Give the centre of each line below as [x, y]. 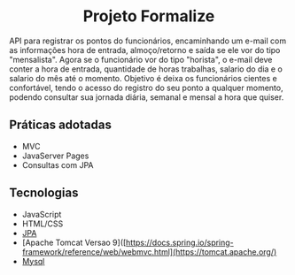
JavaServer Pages [55, 156]
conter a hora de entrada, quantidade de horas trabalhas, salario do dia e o [146, 69]
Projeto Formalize [149, 16]
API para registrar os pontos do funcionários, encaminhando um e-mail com [147, 41]
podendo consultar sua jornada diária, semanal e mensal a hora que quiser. [147, 97]
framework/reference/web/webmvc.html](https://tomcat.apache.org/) [149, 252]
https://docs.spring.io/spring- [180, 242]
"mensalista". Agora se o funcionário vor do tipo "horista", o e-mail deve [141, 59]
